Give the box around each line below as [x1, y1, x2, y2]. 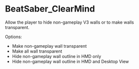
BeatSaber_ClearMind [5, 3, 95, 14]
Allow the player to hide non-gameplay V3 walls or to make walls [5, 19, 134, 25]
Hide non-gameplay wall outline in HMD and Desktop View [12, 58, 129, 64]
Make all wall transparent [12, 48, 62, 54]
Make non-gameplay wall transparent [12, 43, 87, 49]
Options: [5, 34, 22, 40]
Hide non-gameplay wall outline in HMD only [12, 53, 102, 59]
